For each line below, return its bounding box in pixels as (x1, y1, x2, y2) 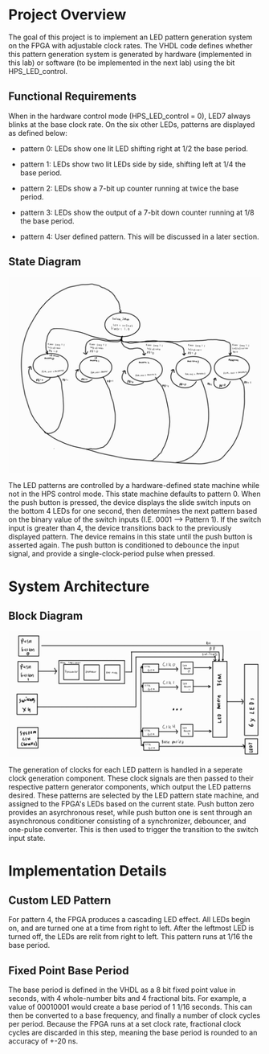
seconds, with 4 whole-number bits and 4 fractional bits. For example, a (8, 994, 247, 1003)
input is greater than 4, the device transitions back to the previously (8, 523, 232, 533)
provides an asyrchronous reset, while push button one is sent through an (8, 808, 253, 818)
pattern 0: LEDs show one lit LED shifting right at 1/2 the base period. (19, 143, 249, 154)
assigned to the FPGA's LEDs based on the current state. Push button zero (8, 799, 255, 809)
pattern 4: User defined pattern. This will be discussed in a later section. (19, 232, 259, 241)
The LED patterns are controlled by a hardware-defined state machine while (8, 481, 259, 490)
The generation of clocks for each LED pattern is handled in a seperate (8, 765, 243, 775)
